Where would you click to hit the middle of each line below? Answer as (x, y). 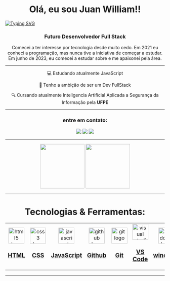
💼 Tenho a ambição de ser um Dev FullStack (85, 85)
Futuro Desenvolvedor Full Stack (85, 37)
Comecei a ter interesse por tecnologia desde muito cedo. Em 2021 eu (85, 48)
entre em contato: (85, 120)
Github (97, 256)
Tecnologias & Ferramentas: (85, 212)
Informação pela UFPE (85, 102)
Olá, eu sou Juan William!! (85, 9)
